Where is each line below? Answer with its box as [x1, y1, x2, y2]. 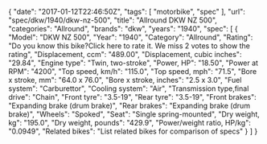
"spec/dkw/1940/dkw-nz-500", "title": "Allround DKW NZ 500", [8, 15, 217, 25]
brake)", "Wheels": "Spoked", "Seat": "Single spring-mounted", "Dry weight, [8, 109, 260, 119]
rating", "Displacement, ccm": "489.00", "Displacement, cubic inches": [8, 50, 242, 59]
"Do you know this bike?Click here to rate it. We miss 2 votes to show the [8, 41, 251, 51]
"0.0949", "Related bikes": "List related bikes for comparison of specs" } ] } [8, 126, 258, 136]
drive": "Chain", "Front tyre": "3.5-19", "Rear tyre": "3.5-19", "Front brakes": [8, 93, 257, 101]
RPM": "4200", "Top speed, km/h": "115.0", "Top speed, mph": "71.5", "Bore [8, 67, 257, 76]
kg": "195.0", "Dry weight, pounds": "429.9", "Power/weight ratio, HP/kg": [8, 118, 251, 127]
